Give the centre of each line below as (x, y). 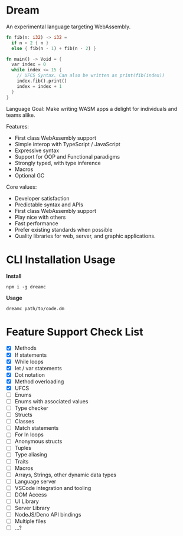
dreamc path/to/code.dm (35, 308)
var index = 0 (29, 65)
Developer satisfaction (42, 198)
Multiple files (30, 521)
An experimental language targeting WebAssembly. (68, 27)
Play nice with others (40, 217)
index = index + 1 (39, 86)
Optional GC (30, 175)
